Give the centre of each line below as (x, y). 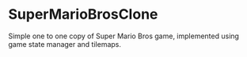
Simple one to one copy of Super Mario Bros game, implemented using (124, 36)
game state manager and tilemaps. (65, 44)
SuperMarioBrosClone (83, 14)
